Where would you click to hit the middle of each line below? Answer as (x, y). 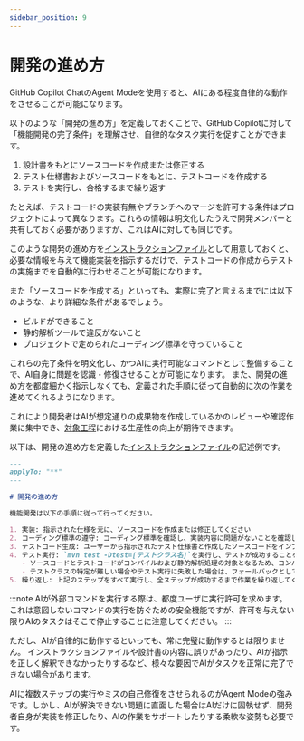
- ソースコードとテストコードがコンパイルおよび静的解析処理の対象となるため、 (150, 563)
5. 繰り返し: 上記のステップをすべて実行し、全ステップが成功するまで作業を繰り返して (150, 581)
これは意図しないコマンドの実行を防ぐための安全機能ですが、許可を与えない (152, 610)
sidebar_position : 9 (48, 18)
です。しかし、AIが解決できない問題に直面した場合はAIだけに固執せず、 (143, 705)
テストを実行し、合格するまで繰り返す (94, 188)
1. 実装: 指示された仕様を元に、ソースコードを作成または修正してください (130, 529)
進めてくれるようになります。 (65, 397)
